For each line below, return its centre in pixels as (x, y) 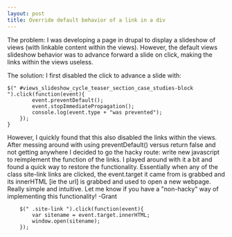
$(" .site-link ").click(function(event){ (82, 209)
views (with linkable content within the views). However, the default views (113, 47)
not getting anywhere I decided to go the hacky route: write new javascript (114, 152)
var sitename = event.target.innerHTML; (91, 215)
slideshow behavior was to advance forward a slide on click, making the (110, 54)
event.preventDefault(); (68, 100)
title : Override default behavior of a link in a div (87, 20)
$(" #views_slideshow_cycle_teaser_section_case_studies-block (100, 88)
